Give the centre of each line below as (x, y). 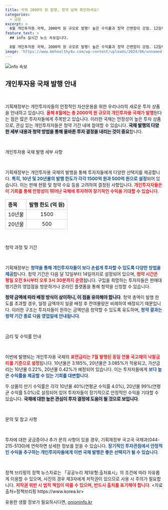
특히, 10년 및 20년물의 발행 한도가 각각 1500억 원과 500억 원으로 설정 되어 (83, 179)
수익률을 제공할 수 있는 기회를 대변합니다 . (50, 376)
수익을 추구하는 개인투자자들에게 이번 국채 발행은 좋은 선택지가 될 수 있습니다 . (84, 452)
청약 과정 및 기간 (21, 247)
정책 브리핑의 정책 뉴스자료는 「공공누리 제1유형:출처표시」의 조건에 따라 (76, 473)
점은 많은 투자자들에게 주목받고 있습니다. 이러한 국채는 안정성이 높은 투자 (81, 119)
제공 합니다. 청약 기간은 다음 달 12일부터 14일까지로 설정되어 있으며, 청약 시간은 (81, 274)
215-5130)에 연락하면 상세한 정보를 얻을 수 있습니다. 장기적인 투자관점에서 (77, 446)
